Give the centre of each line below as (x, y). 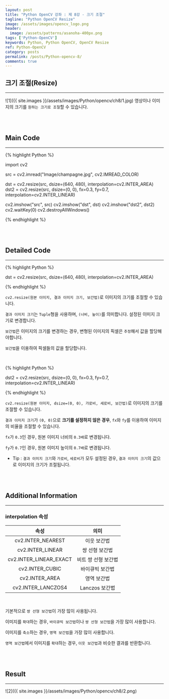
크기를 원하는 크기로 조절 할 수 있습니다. (51, 107)
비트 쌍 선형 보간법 (98, 559)
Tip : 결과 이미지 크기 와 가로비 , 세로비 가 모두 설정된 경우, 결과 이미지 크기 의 (82, 458)
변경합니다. (25, 320)
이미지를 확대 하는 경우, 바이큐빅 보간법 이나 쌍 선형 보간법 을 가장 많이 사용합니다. (80, 622)
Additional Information (41, 496)
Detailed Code (28, 251)
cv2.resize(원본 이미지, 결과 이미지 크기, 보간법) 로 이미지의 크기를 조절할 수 (79, 297)
